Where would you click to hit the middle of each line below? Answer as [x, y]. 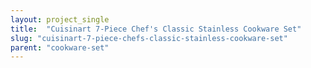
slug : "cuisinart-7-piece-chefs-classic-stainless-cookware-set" [149, 38]
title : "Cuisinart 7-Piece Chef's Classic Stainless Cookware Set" [156, 29]
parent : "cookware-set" [60, 47]
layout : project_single [60, 19]
